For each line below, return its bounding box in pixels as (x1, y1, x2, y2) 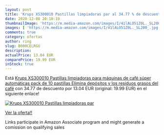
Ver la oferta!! (5, 110, 33, 115)
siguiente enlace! (5, 91, 40, 97)
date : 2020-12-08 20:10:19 (5, 16, 60, 21)
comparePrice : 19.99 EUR (5, 57, 56, 62)
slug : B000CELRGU (5, 44, 41, 48)
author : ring (5, 39, 32, 44)
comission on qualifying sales (5, 124, 65, 130)
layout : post (5, 7, 32, 12)
